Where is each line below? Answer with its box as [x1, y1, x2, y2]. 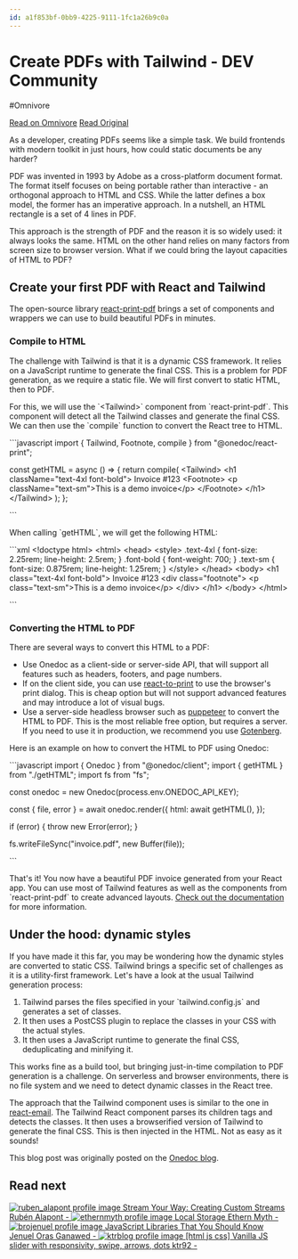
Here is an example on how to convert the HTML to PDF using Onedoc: [9, 742, 270, 753]
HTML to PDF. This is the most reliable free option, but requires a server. [21, 715, 287, 726]
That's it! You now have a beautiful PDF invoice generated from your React [9, 872, 283, 883]
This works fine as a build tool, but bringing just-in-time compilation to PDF [9, 1061, 285, 1072]
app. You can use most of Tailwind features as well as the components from [9, 882, 287, 893]
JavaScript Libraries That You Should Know [104, 1221, 264, 1231]
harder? [9, 153, 38, 164]
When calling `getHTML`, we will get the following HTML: [9, 527, 218, 537]
